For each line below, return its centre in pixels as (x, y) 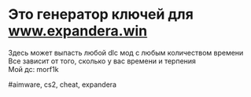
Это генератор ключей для (101, 14)
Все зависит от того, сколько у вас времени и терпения (102, 61)
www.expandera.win (78, 31)
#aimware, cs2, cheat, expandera (62, 84)
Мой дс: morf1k (33, 69)
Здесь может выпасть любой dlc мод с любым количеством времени (126, 52)
